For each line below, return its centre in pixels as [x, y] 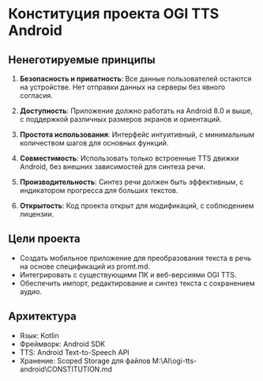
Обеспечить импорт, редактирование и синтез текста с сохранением [137, 283]
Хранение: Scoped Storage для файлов [85, 360]
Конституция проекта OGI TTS [114, 14]
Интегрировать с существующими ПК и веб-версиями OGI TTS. [128, 274]
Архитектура [43, 317]
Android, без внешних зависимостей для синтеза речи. [113, 166]
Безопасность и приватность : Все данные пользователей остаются [135, 79]
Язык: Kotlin [39, 335]
